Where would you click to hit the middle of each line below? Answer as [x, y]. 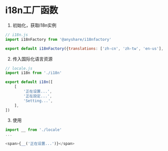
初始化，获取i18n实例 [34, 25]
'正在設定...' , [38, 96]
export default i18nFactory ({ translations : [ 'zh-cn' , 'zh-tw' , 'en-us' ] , [85, 48]
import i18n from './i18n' [34, 73]
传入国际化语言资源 [33, 59]
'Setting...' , [38, 101]
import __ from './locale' [34, 130]
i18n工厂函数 [32, 10]
